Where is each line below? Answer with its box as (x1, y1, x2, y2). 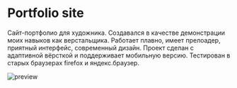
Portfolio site (7, 5, 85, 21)
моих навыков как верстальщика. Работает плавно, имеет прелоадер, (7, 35, 221, 44)
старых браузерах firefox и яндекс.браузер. (7, 58, 140, 67)
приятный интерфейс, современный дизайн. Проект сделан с (7, 43, 195, 52)
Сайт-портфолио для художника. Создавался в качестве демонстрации (7, 28, 225, 37)
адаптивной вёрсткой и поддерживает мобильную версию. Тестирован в (7, 51, 231, 60)
